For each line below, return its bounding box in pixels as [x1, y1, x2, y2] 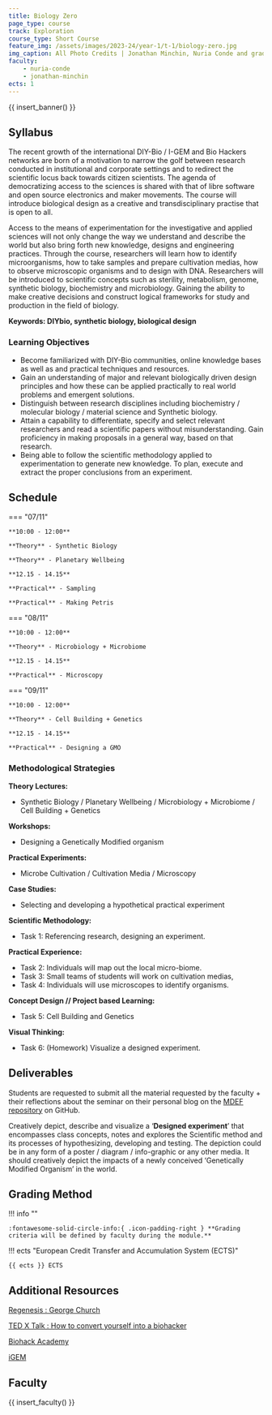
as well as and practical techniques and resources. [19, 363, 190, 373]
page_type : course [8, 19, 70, 28]
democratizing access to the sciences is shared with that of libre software [8, 182, 255, 191]
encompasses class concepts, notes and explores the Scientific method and [8, 1129, 263, 1139]
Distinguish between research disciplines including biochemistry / [19, 398, 240, 408]
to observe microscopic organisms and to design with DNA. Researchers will [8, 266, 264, 276]
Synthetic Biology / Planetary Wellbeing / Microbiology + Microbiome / [19, 797, 255, 806]
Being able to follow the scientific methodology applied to [19, 449, 213, 459]
